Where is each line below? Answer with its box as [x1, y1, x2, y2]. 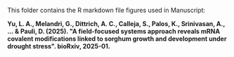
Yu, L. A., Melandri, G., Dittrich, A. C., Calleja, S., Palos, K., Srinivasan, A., [7, 20, 226, 27]
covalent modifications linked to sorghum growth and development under [7, 34, 227, 43]
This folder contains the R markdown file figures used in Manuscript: [7, 6, 206, 14]
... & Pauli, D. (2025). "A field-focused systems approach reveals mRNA [7, 27, 220, 35]
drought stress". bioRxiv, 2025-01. [7, 42, 110, 50]
